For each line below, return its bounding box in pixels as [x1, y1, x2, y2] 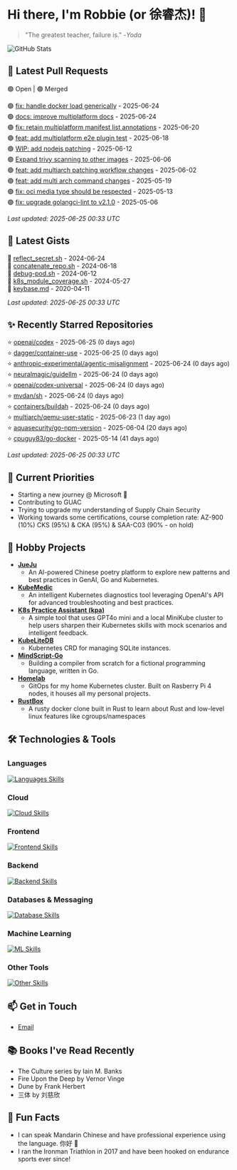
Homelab [17, 674, 46, 682]
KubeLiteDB [17, 636, 54, 644]
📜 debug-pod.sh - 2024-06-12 [7, 269, 98, 278]
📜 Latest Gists [7, 235, 70, 247]
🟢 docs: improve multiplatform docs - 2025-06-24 [7, 112, 157, 121]
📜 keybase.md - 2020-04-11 [7, 284, 90, 292]
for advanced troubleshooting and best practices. [28, 599, 174, 606]
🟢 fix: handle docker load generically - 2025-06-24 [7, 101, 160, 110]
